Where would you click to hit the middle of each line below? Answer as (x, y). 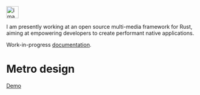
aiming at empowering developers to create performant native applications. (100, 33)
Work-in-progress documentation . (49, 45)
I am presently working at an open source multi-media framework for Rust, (99, 27)
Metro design (41, 69)
